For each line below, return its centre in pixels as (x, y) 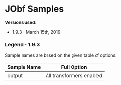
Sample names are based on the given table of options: (61, 55)
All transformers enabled (74, 76)
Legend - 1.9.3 (23, 44)
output (15, 76)
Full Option (74, 67)
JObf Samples (35, 9)
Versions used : (21, 22)
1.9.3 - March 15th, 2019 (36, 32)
